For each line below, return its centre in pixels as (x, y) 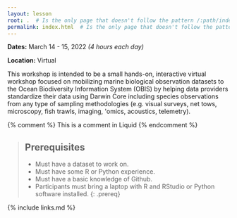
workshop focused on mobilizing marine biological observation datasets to (116, 82)
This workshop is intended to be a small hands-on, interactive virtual (107, 74)
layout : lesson (30, 14)
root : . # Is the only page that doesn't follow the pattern (101, 20)
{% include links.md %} (42, 207)
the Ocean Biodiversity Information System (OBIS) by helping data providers (118, 89)
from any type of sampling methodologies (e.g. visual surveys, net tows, (112, 104)
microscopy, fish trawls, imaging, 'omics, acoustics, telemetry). (99, 111)
